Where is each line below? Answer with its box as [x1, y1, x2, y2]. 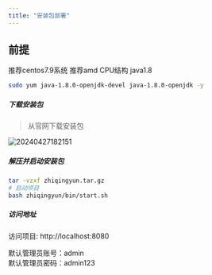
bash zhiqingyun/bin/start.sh [8, 192, 109, 199]
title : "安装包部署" [8, 11, 70, 20]
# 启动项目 [8, 184, 40, 192]
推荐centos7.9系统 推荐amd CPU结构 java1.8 [8, 65, 152, 76]
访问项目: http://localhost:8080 [8, 231, 110, 241]
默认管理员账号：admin [8, 248, 85, 258]
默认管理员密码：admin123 [8, 258, 95, 267]
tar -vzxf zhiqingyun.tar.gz [8, 176, 105, 185]
